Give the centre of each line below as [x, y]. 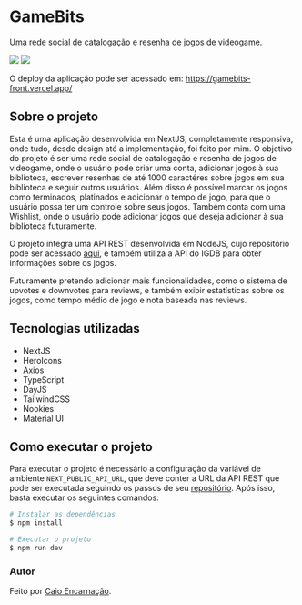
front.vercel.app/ [41, 87]
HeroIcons [42, 360]
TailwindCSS [46, 399]
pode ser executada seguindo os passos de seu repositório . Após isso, [142, 488]
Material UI [43, 418]
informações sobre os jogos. [63, 262]
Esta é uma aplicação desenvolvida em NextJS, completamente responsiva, [151, 138]
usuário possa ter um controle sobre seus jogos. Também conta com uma [147, 206]
